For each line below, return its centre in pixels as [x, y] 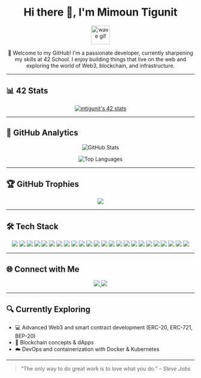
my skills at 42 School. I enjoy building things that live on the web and [100, 59]
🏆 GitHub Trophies [43, 184]
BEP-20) [25, 336]
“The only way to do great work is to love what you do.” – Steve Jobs [106, 368]
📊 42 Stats [27, 91]
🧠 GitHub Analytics [42, 133]
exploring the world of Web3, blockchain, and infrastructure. [100, 65]
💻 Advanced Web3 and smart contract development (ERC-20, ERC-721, [103, 327]
